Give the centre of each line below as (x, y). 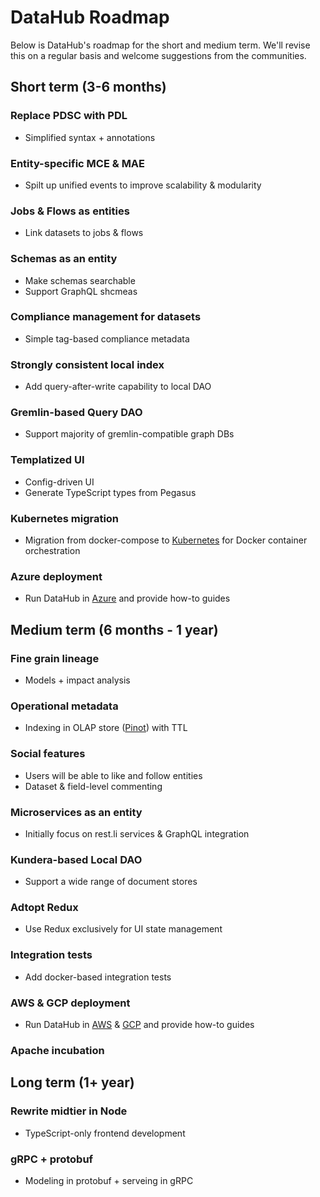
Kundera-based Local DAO (76, 859)
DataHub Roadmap (90, 17)
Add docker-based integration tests (98, 977)
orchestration (52, 550)
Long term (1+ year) (72, 1082)
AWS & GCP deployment (70, 1003)
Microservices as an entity (76, 812)
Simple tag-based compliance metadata (107, 338)
